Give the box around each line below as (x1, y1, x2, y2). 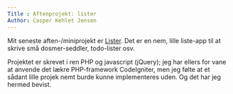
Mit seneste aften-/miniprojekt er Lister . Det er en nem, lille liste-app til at (7, 36, 222, 45)
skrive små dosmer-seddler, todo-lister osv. (7, 44, 135, 52)
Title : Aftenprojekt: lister (7, 10, 97, 18)
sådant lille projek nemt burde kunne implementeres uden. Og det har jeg (7, 72, 222, 81)
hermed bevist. (7, 80, 52, 88)
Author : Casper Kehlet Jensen (7, 17, 97, 24)
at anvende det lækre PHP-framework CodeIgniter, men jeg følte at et (7, 65, 211, 74)
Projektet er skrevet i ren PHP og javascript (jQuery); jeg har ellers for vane (7, 57, 227, 66)
